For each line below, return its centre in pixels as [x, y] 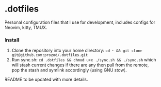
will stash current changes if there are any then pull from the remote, [80, 65]
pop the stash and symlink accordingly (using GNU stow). [69, 70]
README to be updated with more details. [46, 80]
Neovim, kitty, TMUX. [26, 27]
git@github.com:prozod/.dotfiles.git [50, 55]
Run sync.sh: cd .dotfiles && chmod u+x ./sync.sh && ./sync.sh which [84, 60]
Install [12, 40]
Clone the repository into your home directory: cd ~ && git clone [77, 51]
